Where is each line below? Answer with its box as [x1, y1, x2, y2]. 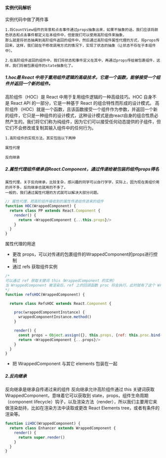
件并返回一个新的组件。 [5, 80, 53, 86]
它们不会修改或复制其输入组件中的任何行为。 [5, 125, 96, 131]
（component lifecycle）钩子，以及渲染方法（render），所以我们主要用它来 [5, 399, 157, 405]
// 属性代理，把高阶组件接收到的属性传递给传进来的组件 [5, 199, 104, 204]
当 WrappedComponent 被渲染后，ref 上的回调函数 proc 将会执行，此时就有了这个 [5, 283, 156, 287]
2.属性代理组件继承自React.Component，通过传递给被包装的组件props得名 [5, 166, 160, 172]
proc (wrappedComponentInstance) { [14, 310, 85, 315]
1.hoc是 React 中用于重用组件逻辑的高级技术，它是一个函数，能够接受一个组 [5, 74, 161, 80]
